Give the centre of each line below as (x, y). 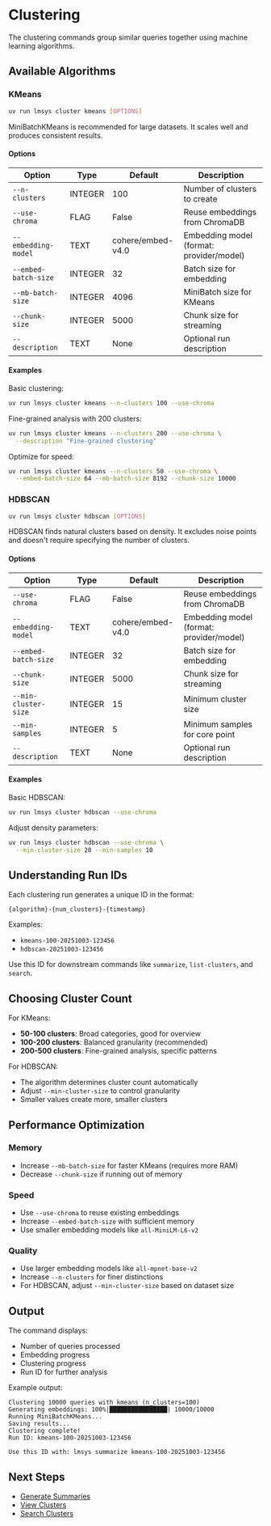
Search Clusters (47, 1514)
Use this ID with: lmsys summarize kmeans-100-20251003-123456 (117, 1452)
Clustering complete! (45, 1431)
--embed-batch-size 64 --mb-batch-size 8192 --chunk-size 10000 (126, 479)
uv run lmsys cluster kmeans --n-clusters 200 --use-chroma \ (115, 433)
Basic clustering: (36, 388)
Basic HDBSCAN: (37, 797)
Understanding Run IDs (68, 875)
